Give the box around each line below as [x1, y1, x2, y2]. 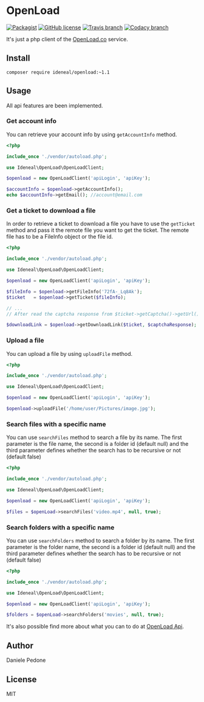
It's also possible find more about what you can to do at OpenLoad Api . [6, 623, 184, 630]
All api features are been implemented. [6, 101, 103, 109]
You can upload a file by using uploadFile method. [6, 350, 133, 357]
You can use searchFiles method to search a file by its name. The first [6, 434, 182, 441]
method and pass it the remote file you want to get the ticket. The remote [6, 227, 189, 234]
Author [6, 640, 33, 650]
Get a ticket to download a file [6, 206, 96, 215]
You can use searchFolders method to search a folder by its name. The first [6, 537, 195, 544]
